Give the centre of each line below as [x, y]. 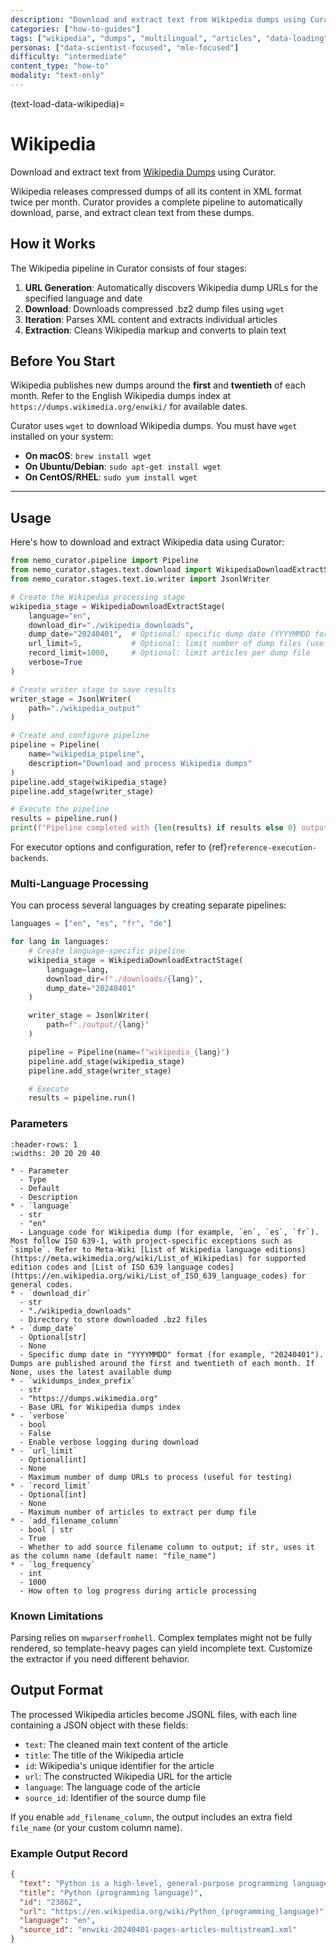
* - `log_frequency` [53, 1564]
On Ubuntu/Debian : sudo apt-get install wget [123, 467]
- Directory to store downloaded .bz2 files [113, 1319]
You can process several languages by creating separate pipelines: [148, 905]
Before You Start [63, 361]
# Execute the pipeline [60, 809]
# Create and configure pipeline [80, 736]
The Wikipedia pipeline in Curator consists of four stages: [129, 268]
